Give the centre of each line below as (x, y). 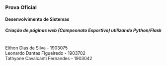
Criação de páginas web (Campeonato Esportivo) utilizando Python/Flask (83, 31)
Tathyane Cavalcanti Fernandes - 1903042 (49, 59)
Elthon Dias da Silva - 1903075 (37, 48)
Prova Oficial (21, 7)
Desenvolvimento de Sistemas (37, 19)
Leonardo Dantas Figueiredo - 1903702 (45, 53)
